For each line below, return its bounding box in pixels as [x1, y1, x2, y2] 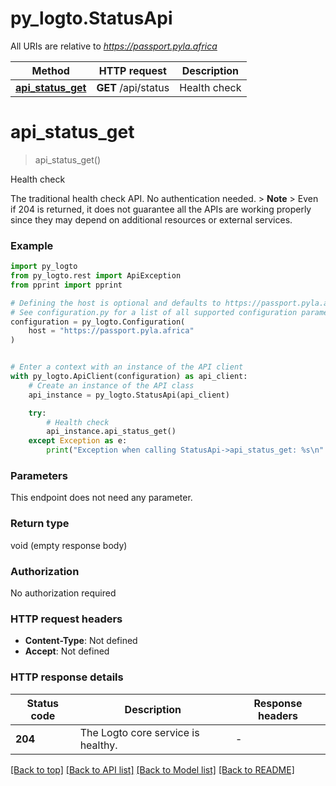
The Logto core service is [79, 725, 200, 739]
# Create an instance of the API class [28, 380, 195, 391]
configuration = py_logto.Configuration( [10, 317, 186, 327]
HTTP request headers [10, 612, 123, 626]
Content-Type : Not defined [24, 635, 138, 647]
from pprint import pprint [10, 280, 123, 290]
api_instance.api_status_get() [46, 427, 177, 437]
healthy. [79, 738, 118, 752]
